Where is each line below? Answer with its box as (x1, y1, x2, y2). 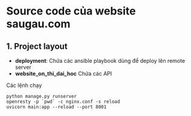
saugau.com (6, 17, 71, 31)
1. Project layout (6, 41, 68, 51)
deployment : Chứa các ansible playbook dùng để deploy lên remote (15, 57, 186, 64)
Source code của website (6, 4, 136, 18)
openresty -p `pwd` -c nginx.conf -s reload (6, 98, 120, 105)
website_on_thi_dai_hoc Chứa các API (15, 70, 112, 77)
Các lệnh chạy (6, 82, 42, 89)
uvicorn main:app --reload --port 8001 (6, 104, 107, 110)
